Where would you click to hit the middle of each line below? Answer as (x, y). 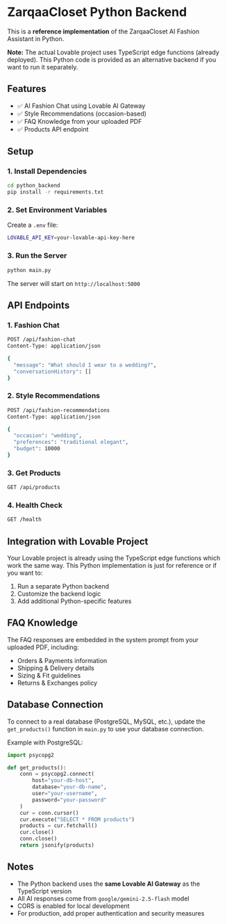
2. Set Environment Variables (57, 210)
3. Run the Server (37, 256)
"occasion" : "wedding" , (48, 436)
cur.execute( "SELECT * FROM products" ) (77, 819)
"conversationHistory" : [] (52, 372)
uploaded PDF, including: (43, 647)
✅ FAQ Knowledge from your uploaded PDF (79, 121)
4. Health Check (35, 505)
